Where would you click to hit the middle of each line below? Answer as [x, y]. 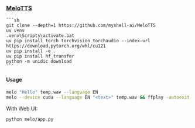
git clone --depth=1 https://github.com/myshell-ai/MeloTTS [81, 26]
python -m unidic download [39, 62]
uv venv [16, 31]
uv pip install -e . [31, 51]
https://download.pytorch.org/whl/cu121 [56, 46]
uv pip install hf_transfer [40, 56]
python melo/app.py [30, 119]
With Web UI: [22, 109]
